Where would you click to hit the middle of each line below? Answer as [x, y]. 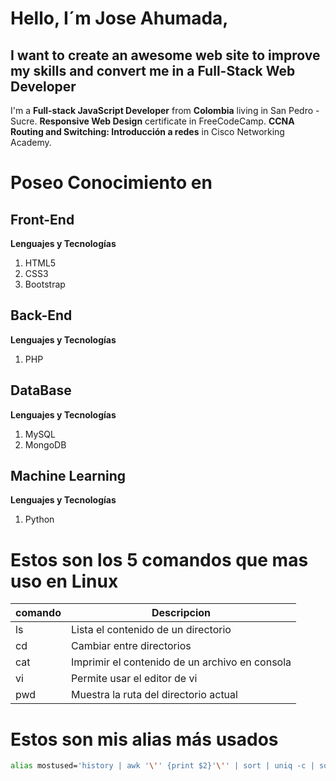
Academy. [31, 142]
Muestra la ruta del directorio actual [154, 695]
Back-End [41, 315]
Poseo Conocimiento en [111, 183]
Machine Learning [68, 476]
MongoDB [45, 444]
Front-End [42, 219]
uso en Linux [64, 581]
